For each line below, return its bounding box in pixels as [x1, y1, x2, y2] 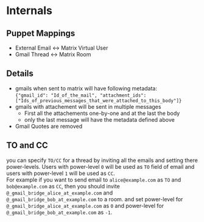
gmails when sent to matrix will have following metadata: [15, 84, 157, 92]
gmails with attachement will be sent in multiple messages [15, 103, 161, 110]
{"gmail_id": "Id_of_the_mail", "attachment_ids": [15, 92, 147, 98]
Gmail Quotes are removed [15, 122, 83, 130]
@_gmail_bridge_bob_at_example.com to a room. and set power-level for [6, 195, 183, 202]
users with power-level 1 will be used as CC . [6, 169, 115, 177]
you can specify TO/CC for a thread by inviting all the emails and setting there [6, 157, 198, 164]
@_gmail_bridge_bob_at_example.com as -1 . [6, 209, 113, 216]
